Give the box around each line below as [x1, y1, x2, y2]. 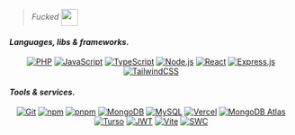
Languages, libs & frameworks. [9, 36, 130, 47]
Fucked [31, 11, 59, 22]
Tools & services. [9, 86, 76, 97]
